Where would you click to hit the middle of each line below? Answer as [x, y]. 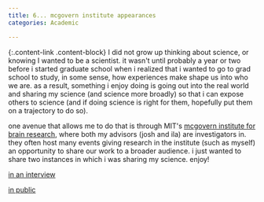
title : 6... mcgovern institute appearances [82, 15]
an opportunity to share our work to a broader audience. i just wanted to [125, 151]
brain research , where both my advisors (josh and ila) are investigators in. [127, 134]
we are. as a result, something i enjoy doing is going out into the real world [128, 85]
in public [22, 189]
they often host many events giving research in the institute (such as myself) [132, 142]
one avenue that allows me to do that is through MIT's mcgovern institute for [132, 126]
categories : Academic [44, 23]
